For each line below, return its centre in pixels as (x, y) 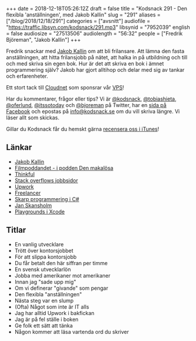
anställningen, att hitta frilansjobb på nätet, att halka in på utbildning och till (97, 57)
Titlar (16, 230)
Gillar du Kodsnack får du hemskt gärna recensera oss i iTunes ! (83, 129)
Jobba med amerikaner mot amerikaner (62, 275)
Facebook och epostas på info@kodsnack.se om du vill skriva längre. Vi (93, 111)
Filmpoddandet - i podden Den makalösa (64, 168)
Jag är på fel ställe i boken (46, 319)
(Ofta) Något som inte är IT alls (52, 307)
